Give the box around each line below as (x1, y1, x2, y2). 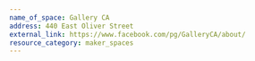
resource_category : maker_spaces (9, 38, 134, 48)
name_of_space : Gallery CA (9, 13, 110, 22)
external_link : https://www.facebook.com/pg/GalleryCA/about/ (9, 30, 246, 39)
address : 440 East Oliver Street (9, 22, 134, 30)
